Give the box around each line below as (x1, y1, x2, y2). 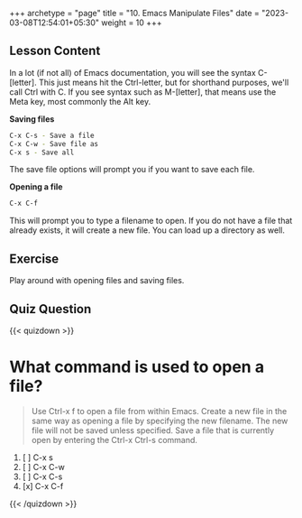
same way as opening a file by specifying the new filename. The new (31, 415, 288, 426)
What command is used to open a (9, 356, 264, 377)
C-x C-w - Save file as (9, 139, 99, 148)
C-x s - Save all (9, 148, 75, 157)
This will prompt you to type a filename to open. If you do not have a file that (9, 216, 293, 227)
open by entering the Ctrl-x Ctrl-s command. (31, 434, 198, 445)
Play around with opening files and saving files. (9, 275, 185, 286)
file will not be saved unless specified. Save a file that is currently (31, 424, 275, 436)
